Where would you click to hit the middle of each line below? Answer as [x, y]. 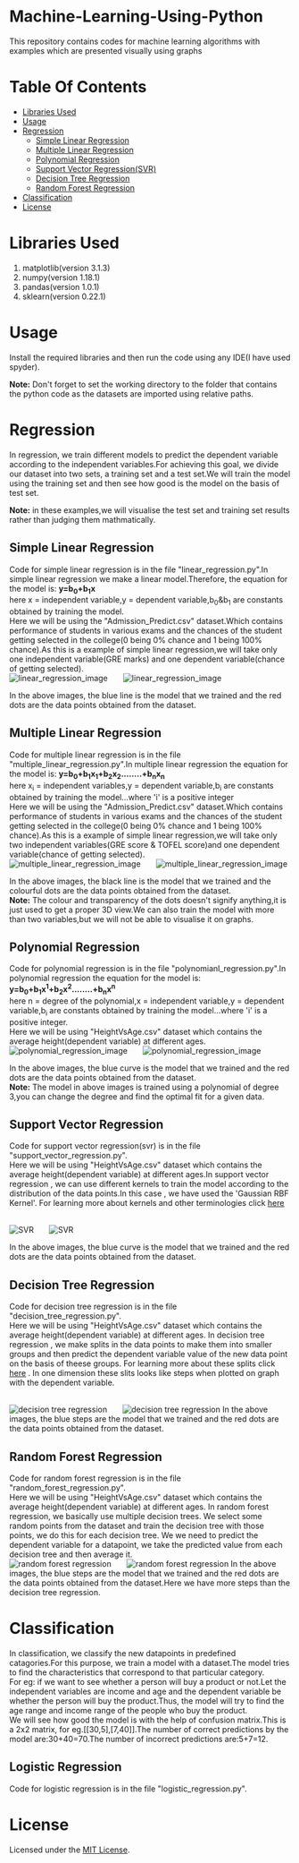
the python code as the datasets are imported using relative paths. [132, 393]
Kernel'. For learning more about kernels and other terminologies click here [147, 1203]
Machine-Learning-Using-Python [136, 17]
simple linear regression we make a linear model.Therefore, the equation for [149, 578]
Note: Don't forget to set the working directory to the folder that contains [143, 384]
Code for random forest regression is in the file [95, 1478]
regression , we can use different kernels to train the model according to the [149, 1184]
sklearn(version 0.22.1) [64, 296]
